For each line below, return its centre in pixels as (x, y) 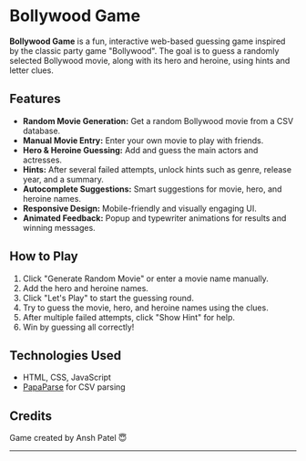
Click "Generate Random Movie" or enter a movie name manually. (145, 278)
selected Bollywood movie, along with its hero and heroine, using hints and (150, 60)
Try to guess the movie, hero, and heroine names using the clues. (145, 308)
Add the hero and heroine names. (85, 288)
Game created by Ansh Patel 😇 (68, 438)
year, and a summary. (63, 179)
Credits (31, 416)
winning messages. (59, 227)
